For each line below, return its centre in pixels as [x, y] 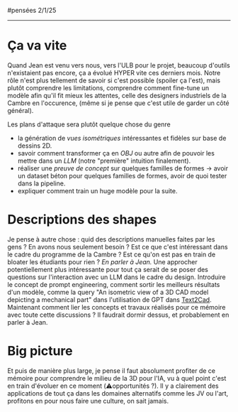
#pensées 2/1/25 [32, 10]
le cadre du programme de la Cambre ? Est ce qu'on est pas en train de [112, 254]
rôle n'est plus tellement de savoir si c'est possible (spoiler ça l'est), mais [114, 80]
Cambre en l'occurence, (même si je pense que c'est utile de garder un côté [118, 103]
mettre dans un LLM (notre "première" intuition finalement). [104, 161]
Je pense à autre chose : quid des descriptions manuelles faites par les [111, 239]
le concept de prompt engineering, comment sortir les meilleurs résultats [114, 284]
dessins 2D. [35, 146]
